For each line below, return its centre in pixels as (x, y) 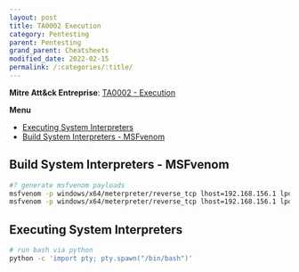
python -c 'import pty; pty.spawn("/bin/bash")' (101, 259)
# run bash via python (51, 251)
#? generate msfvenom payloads (67, 185)
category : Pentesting (49, 34)
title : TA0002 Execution (55, 26)
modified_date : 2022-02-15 (59, 59)
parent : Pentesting (45, 42)
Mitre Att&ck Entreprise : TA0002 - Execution (93, 92)
